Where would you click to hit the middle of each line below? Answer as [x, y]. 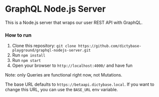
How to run [18, 35]
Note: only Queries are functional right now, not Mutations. [64, 75]
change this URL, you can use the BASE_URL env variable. [62, 90]
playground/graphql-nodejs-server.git [51, 50]
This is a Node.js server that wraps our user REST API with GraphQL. [74, 22]
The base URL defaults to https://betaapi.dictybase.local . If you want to [80, 84]
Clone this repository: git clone [44, 46]
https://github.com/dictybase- [110, 46]
